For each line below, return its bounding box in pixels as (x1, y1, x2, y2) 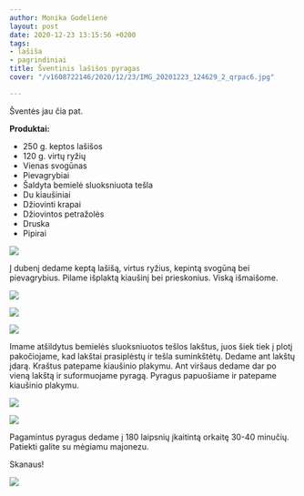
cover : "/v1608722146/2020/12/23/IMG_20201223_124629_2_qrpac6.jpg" (9, 73, 275, 82)
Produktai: (9, 123, 50, 134)
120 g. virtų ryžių (22, 150, 86, 161)
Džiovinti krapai (22, 198, 82, 209)
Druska (22, 218, 50, 228)
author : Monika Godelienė (9, 13, 107, 23)
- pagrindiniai (9, 56, 67, 65)
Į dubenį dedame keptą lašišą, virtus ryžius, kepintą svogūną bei (9, 262, 250, 273)
